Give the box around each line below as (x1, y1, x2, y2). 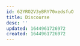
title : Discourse (6, 14, 50, 20)
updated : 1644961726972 (6, 25, 66, 32)
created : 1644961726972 (6, 31, 66, 37)
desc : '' (6, 20, 28, 26)
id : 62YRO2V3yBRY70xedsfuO (6, 8, 74, 15)
